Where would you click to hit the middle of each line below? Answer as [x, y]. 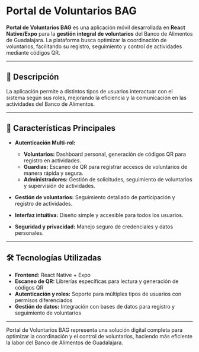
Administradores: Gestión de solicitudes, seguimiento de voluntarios [108, 179]
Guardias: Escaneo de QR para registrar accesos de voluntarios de [105, 166]
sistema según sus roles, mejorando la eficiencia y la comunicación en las [96, 98]
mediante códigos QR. [33, 52]
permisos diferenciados [44, 300]
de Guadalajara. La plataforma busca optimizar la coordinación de [86, 40]
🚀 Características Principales [61, 128]
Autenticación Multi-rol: [45, 142]
